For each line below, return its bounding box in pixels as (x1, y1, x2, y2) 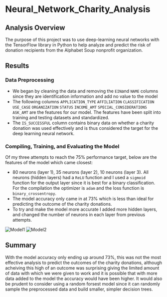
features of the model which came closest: (5, 159, 93, 165)
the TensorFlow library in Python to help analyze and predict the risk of (5, 42, 151, 48)
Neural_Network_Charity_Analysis (5, 3, 151, 15)
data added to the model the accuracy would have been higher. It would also (5, 276, 163, 282)
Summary (5, 241, 36, 250)
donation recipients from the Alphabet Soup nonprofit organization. (5, 47, 143, 53)
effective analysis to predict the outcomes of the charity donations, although (5, 260, 163, 266)
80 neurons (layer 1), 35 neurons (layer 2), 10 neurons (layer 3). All (12, 169, 149, 175)
